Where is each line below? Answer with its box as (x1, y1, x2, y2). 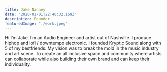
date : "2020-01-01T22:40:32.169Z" (5, 12, 77, 17)
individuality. (5, 61, 31, 67)
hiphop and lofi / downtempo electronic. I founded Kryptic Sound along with (5, 40, 161, 46)
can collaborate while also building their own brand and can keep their (5, 56, 150, 62)
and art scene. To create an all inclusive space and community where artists (5, 51, 162, 57)
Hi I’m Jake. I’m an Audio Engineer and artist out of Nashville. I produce (5, 35, 151, 41)
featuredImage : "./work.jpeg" (5, 21, 68, 26)
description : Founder (5, 16, 50, 21)
